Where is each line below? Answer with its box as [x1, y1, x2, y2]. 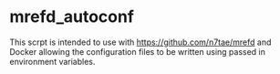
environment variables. [9, 56, 96, 67]
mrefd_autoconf [9, 6, 135, 27]
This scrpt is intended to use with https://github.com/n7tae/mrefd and [9, 37, 272, 48]
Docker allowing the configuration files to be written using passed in [9, 46, 266, 57]
